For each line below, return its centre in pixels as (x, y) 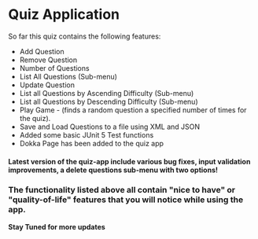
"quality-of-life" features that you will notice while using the (126, 200)
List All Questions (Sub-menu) (68, 76)
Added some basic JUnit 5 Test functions (87, 134)
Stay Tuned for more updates (57, 226)
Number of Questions (54, 68)
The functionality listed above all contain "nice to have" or (122, 190)
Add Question (42, 51)
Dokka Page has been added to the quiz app (91, 143)
